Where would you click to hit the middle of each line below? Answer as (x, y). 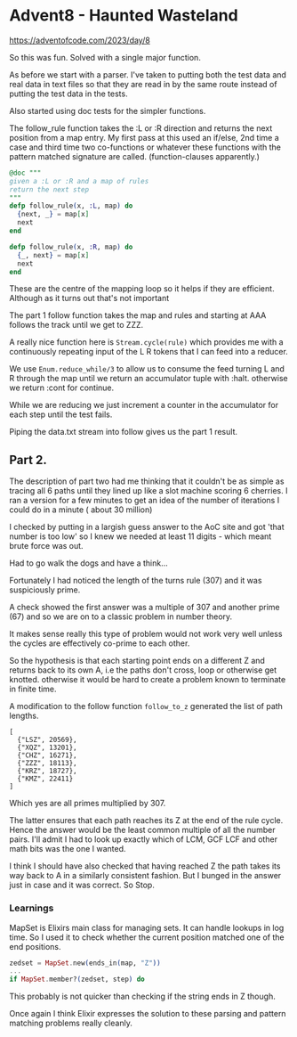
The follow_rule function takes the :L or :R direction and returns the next (141, 128)
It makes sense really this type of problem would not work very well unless (146, 634)
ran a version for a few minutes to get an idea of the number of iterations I (144, 501)
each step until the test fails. (61, 414)
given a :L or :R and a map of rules (79, 181)
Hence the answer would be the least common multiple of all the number (142, 830)
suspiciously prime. (45, 590)
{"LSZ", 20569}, (47, 740)
